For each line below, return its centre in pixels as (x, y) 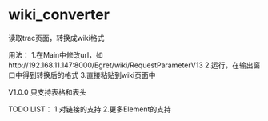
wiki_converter (59, 15)
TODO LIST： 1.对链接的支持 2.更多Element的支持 (90, 109)
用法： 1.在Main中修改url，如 (56, 54)
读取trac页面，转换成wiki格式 (56, 38)
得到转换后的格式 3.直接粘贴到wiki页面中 (89, 75)
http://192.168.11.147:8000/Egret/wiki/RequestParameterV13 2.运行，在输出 (131, 65)
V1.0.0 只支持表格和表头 (47, 92)
